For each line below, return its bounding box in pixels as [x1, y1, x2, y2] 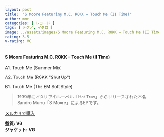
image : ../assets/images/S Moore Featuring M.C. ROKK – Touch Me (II [5, 30, 150, 35]
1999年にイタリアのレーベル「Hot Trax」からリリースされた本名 [17, 94, 146, 99]
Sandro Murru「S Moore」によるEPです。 [17, 99, 101, 105]
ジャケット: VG [5, 126, 35, 132]
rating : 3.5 [5, 35, 29, 39]
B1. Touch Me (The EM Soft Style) [5, 83, 73, 89]
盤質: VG [5, 120, 23, 126]
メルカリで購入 [5, 110, 35, 116]
